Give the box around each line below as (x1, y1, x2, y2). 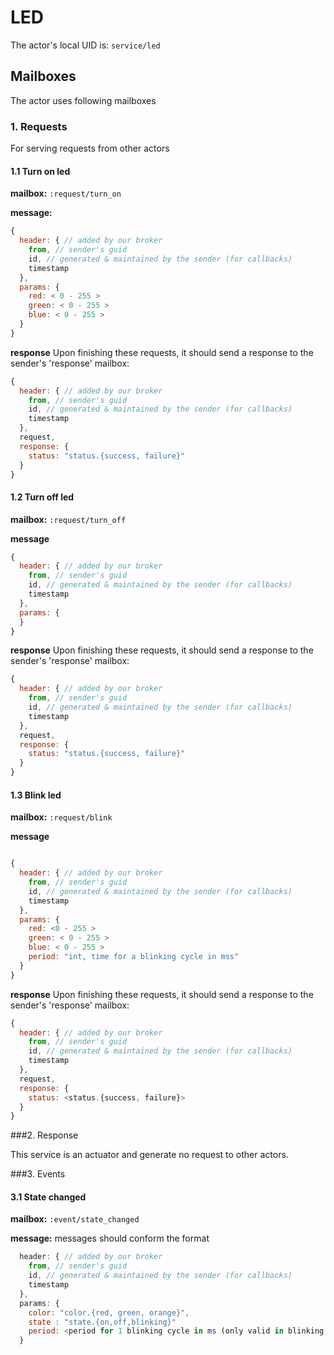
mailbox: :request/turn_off (10, 513, 127, 525)
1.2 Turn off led (10, 491, 75, 503)
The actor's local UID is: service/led (10, 39, 161, 51)
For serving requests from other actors (10, 142, 170, 155)
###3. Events (10, 1168, 66, 1180)
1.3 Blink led (10, 789, 62, 801)
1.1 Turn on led (10, 165, 71, 177)
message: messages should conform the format (10, 1232, 210, 1245)
